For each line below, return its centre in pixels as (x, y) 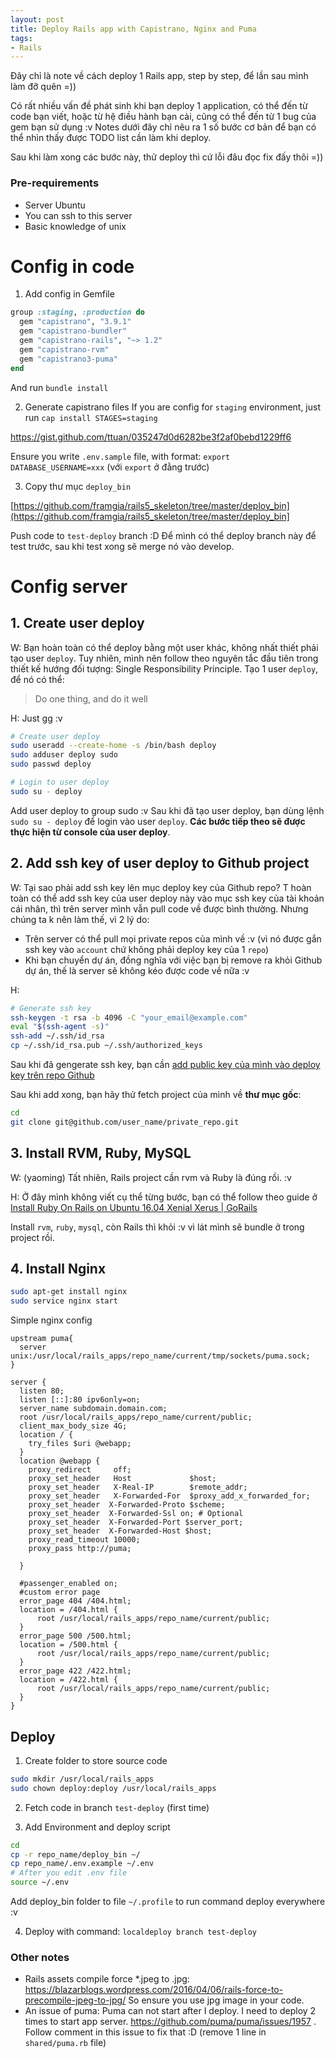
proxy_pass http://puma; (80, 1549)
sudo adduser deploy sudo (64, 755)
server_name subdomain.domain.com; (93, 1409)
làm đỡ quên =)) (43, 87)
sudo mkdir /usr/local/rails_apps (82, 1779)
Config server (69, 586)
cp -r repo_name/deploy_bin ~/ (75, 1854)
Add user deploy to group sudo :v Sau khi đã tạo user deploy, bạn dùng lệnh (167, 810)
